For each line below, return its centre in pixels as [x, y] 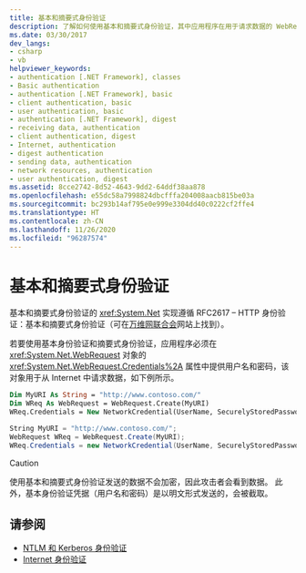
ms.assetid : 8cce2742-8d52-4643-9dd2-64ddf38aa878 [107, 188]
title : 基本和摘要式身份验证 [58, 18]
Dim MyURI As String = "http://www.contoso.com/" [106, 395]
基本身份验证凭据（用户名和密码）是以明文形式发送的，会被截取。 [149, 493]
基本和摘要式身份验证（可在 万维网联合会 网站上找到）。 [127, 324]
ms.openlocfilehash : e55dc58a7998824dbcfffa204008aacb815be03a [132, 196]
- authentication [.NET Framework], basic [91, 94]
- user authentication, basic [67, 111]
